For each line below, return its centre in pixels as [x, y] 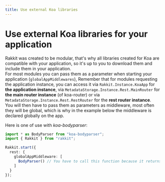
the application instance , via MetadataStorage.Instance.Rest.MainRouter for [82, 90]
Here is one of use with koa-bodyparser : [46, 125]
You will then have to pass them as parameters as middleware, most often [80, 105]
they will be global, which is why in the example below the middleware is [78, 110]
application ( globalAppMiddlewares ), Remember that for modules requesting [81, 79]
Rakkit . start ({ [21, 148]
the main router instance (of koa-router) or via [53, 94]
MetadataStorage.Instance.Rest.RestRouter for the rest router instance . [78, 100]
